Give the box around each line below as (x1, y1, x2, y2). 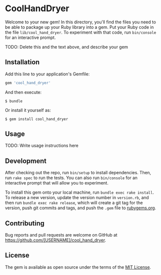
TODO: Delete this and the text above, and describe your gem (5, 44, 129, 50)
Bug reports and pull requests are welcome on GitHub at (5, 232, 118, 238)
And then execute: (5, 89, 42, 95)
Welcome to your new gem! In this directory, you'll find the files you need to (5, 19, 156, 25)
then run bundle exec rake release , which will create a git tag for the (5, 200, 143, 206)
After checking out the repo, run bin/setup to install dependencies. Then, (5, 170, 151, 176)
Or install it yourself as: (5, 107, 51, 113)
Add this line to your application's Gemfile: (5, 71, 90, 77)
